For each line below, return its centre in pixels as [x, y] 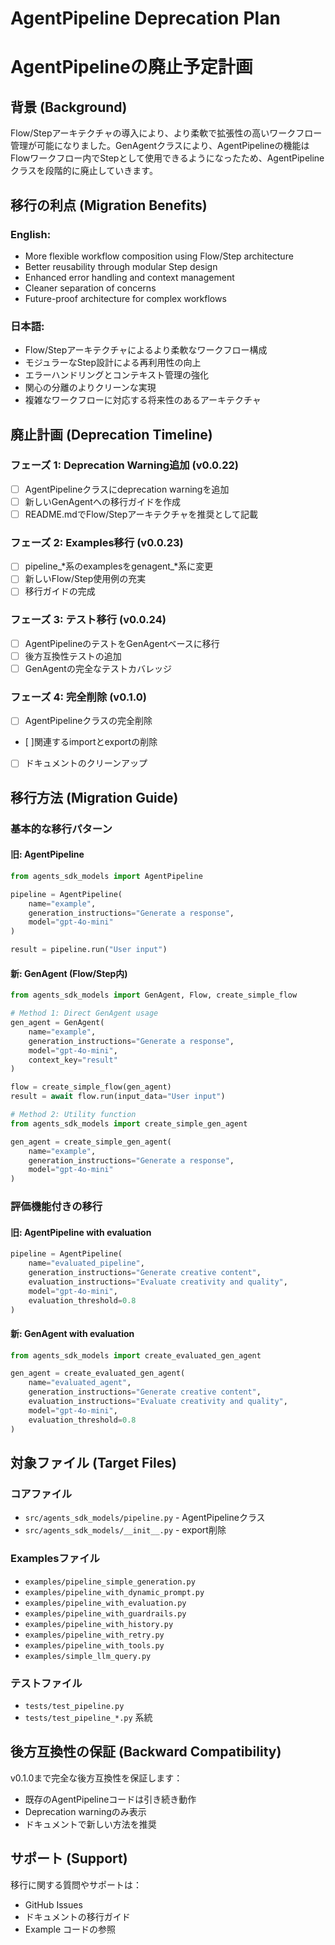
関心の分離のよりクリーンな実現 [90, 388]
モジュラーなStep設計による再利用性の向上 [113, 363]
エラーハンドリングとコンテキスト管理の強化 [117, 375]
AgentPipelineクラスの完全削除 [88, 721]
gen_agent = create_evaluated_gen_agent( [98, 1373]
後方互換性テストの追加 [73, 656]
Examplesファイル [55, 1559]
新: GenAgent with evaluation [72, 1333]
